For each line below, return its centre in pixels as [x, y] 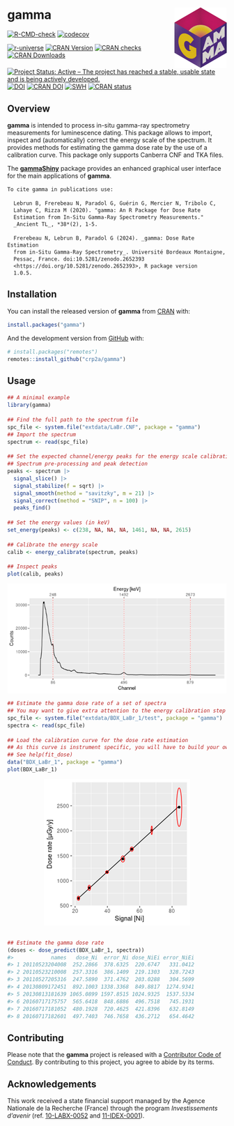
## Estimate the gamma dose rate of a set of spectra [87, 704]
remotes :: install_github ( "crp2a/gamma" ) [67, 359]
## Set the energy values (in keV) [59, 523]
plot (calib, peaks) [36, 574]
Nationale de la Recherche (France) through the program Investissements [112, 1108]
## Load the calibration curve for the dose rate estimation [98, 740]
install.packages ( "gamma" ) [46, 325]
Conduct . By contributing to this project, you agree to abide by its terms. [111, 1062]
